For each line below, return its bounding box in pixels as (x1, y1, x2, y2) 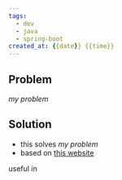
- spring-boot (15, 34, 63, 43)
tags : (8, 11, 27, 20)
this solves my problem (20, 139, 98, 149)
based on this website (20, 147, 94, 157)
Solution (8, 117, 52, 131)
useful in (8, 164, 38, 173)
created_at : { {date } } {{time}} (8, 42, 115, 50)
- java (15, 27, 38, 35)
